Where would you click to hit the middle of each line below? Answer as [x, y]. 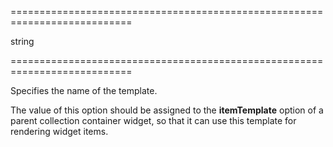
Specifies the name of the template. [84, 90]
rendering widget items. [59, 131]
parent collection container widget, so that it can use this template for [153, 120]
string [22, 41]
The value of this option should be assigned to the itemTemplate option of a [167, 110]
